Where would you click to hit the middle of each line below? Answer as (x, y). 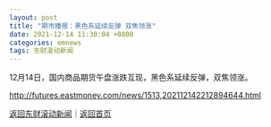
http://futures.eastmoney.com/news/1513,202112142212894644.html (135, 96)
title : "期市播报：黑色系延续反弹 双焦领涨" (83, 26)
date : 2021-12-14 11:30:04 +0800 (72, 34)
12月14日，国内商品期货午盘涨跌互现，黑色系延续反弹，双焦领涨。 (131, 78)
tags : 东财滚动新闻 (42, 51)
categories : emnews (46, 42)
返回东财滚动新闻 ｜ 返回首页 (60, 114)
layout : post (34, 17)
